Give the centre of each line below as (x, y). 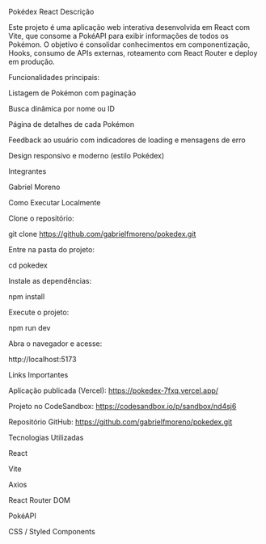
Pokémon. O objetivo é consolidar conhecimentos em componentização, (129, 44)
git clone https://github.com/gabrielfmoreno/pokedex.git (102, 234)
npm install (27, 297)
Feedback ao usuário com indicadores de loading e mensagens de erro (127, 140)
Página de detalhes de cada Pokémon (72, 124)
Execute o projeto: (39, 312)
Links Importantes (38, 375)
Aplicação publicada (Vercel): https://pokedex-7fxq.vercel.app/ (114, 390)
